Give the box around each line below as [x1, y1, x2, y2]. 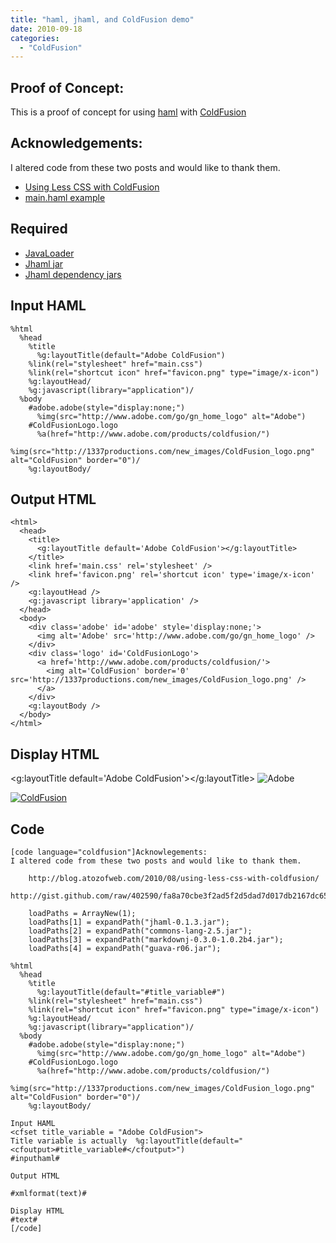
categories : [10, 33, 60, 43]
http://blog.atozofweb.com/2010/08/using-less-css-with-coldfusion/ [28, 873, 320, 883]
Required [10, 221, 68, 238]
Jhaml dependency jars [24, 268, 122, 280]
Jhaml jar [24, 257, 64, 270]
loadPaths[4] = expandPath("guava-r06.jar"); [28, 943, 222, 953]
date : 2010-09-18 [10, 24, 83, 34]
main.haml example [24, 191, 106, 203]
